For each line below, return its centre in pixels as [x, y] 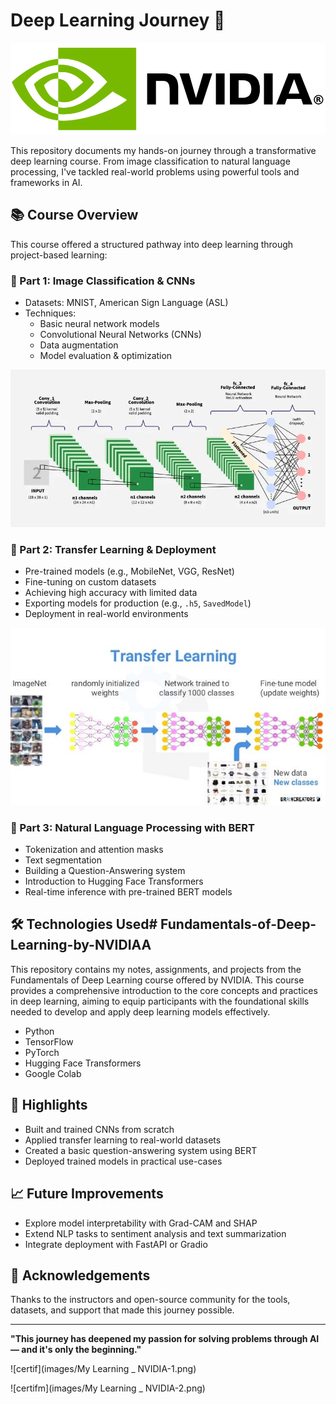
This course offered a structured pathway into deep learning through [152, 244]
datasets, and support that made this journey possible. [122, 1310]
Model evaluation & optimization [106, 356]
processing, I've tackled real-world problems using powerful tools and [155, 172]
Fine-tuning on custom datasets [90, 582]
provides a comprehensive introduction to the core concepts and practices [164, 990]
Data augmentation [79, 345]
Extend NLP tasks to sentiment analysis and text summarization [155, 1233]
